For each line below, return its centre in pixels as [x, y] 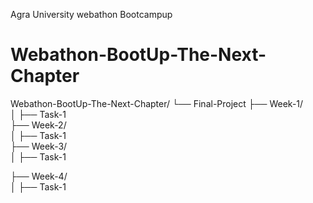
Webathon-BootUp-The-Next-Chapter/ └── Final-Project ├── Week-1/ [157, 103]
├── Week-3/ [39, 146]
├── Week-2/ [38, 125]
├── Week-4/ [39, 176]
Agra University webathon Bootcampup [91, 14]
